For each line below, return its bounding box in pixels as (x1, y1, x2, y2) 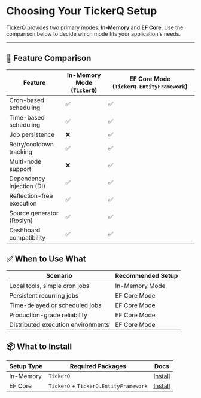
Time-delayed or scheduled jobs (9, 301, 102, 309)
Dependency (9, 174, 45, 183)
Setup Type (9, 362, 43, 371)
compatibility (9, 233, 46, 241)
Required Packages (69, 362, 127, 371)
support (9, 164, 32, 173)
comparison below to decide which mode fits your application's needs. (6, 30, 181, 37)
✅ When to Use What (6, 254, 86, 264)
